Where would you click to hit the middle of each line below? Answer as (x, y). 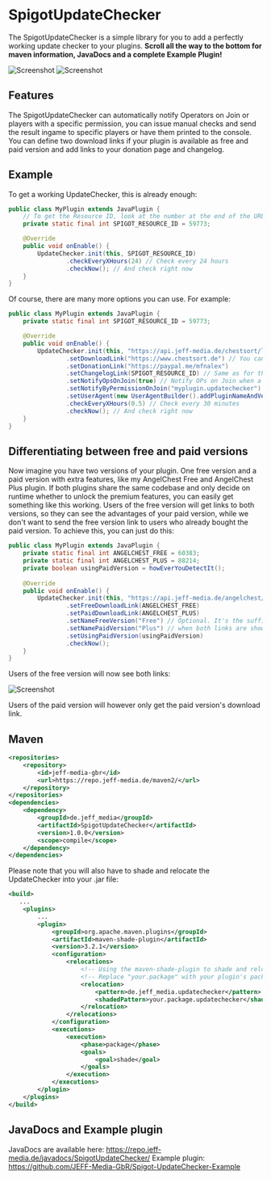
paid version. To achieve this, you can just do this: (92, 531)
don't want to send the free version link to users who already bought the (128, 522)
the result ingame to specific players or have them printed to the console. (130, 132)
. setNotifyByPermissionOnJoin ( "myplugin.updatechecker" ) (164, 389)
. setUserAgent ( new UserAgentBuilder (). (133, 396)
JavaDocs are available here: (56, 1149)
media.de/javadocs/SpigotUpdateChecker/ (79, 1158)
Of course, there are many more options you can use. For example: (120, 299)
